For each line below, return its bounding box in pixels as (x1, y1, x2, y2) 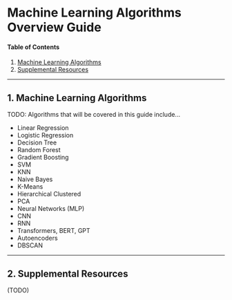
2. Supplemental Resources (7, 268, 128, 279)
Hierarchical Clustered (17, 190, 81, 198)
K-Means (17, 182, 43, 191)
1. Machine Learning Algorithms (7, 92, 147, 104)
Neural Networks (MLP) (17, 205, 85, 213)
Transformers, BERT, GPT (17, 227, 91, 235)
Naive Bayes (17, 175, 53, 184)
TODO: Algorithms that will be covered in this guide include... (7, 111, 181, 119)
